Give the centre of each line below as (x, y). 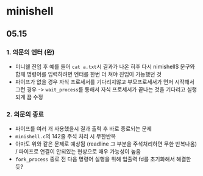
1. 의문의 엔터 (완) (30, 52)
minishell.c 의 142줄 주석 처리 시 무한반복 (66, 136)
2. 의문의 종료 (25, 114)
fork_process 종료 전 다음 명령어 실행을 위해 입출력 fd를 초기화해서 (95, 159)
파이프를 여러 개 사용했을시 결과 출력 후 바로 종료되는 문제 (84, 128)
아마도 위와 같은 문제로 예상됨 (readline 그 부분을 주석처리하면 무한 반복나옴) (106, 144)
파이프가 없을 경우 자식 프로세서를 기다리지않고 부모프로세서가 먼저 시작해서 (105, 82)
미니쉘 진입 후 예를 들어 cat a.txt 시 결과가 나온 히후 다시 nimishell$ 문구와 (105, 66)
